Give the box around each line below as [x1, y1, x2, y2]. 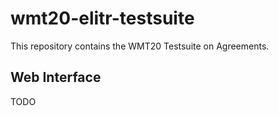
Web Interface [10, 69, 102, 86]
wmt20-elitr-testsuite [10, 7, 195, 30]
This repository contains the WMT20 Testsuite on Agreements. [10, 40, 270, 52]
